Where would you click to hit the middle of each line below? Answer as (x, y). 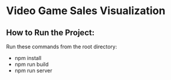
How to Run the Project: (50, 33)
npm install (28, 58)
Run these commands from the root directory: (62, 46)
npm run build (32, 64)
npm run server (33, 71)
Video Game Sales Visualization (86, 11)
